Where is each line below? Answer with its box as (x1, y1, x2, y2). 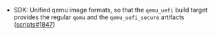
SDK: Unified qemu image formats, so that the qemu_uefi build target (13, 6, 208, 14)
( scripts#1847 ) (13, 21, 55, 28)
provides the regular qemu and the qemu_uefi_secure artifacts (13, 13, 185, 21)
